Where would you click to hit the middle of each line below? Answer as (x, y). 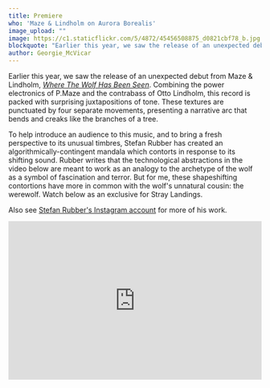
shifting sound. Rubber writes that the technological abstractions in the (126, 160)
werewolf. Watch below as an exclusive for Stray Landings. (106, 194)
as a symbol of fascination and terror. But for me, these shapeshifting (123, 177)
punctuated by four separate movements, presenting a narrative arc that (128, 110)
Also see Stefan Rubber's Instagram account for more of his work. (118, 210)
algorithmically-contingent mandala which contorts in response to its (122, 151)
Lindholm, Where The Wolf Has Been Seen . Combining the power (117, 85)
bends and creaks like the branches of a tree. (83, 119)
